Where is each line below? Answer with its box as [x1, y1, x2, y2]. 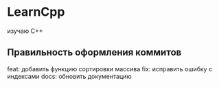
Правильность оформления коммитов [7, 47, 182, 58]
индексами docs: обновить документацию [7, 72, 132, 80]
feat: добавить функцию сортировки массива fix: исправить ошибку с [7, 64, 213, 73]
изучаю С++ [7, 27, 43, 35]
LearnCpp [7, 4, 65, 20]
